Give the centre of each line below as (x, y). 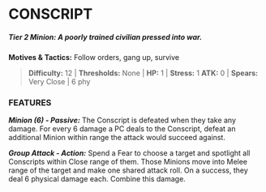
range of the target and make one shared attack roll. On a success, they (129, 170)
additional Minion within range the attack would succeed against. (117, 138)
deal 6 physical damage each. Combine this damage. (97, 179)
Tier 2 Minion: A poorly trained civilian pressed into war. (105, 36)
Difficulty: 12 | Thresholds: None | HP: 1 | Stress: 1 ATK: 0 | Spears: (143, 73)
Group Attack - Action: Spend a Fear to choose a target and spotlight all (129, 153)
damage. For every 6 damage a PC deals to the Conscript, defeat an (122, 129)
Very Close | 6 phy (59, 82)
